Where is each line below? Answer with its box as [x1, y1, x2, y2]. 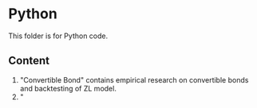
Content [8, 54, 50, 67]
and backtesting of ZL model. [19, 83, 117, 93]
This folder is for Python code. [8, 31, 109, 40]
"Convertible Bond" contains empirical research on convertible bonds [19, 75, 249, 84]
